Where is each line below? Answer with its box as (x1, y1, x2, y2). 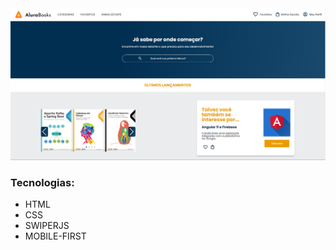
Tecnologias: (10, 175, 75, 189)
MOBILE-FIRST (24, 230, 87, 242)
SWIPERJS (24, 219, 70, 231)
